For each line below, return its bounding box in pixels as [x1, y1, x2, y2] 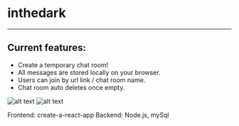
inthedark [7, 5, 66, 21]
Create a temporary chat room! [17, 60, 109, 69]
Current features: [7, 42, 87, 54]
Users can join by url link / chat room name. [17, 76, 146, 84]
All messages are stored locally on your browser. [17, 68, 161, 76]
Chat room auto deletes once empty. [17, 83, 125, 91]
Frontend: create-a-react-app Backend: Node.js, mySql [7, 110, 169, 119]
